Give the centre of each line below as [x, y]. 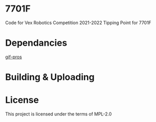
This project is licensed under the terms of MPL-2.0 [59, 114]
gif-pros [14, 57]
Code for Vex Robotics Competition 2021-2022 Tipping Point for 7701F [78, 23]
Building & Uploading [50, 77]
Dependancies [36, 43]
